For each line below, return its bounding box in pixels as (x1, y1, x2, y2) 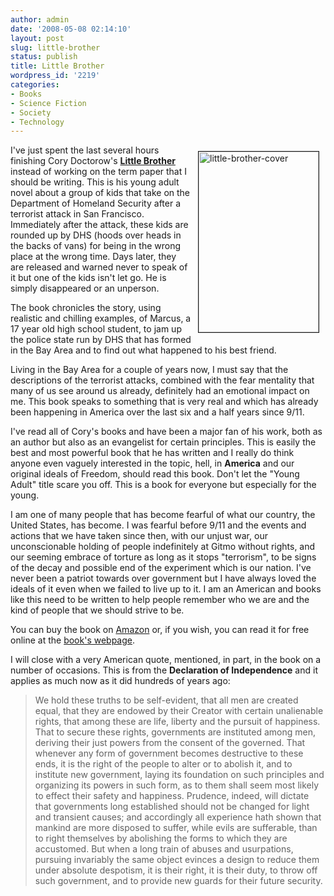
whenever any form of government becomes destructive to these (34, 747, 304, 760)
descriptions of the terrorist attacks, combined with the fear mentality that (10, 374, 315, 386)
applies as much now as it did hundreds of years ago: (10, 675, 231, 687)
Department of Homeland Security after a (10, 197, 182, 210)
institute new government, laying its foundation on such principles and (34, 769, 325, 781)
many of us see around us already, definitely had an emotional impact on (10, 385, 310, 397)
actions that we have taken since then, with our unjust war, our (10, 530, 268, 542)
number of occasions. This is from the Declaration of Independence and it (10, 664, 318, 676)
